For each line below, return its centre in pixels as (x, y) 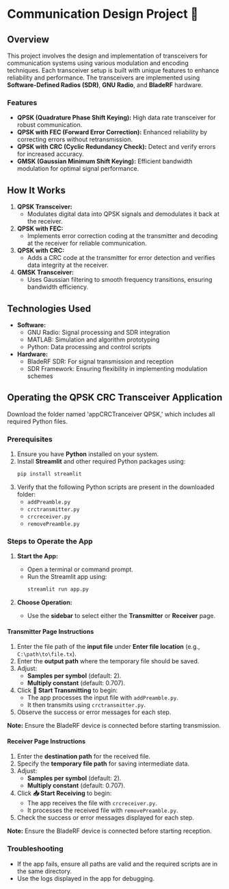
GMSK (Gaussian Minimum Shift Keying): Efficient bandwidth (105, 161)
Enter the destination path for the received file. (83, 757)
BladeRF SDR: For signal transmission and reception (100, 361)
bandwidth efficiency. (58, 287)
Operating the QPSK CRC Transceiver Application (115, 398)
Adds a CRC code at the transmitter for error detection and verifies (121, 258)
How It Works (37, 190)
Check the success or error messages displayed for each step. (106, 818)
